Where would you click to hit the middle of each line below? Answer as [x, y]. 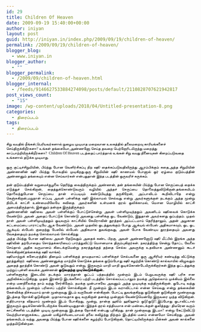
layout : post [22, 34]
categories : [21, 112]
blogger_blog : [24, 51]
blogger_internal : [29, 84]
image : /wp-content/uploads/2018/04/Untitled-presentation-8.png [89, 106]
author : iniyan [25, 28]
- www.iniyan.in [32, 56]
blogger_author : [26, 62]
